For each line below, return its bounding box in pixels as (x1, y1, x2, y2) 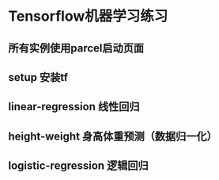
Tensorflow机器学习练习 (8, 7, 168, 25)
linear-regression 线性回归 (8, 100, 140, 113)
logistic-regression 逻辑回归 (8, 159, 149, 173)
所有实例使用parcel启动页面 (8, 41, 145, 55)
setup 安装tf (8, 71, 69, 84)
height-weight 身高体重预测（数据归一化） (8, 129, 217, 143)
